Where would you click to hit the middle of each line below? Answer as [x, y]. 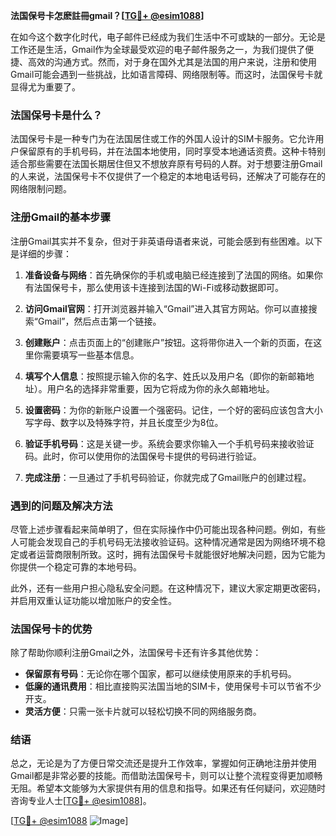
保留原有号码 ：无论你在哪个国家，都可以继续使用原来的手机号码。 [160, 674]
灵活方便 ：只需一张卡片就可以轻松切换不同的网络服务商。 [143, 711]
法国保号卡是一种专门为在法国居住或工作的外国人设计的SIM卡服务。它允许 [163, 139]
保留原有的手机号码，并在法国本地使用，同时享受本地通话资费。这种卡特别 [172, 151]
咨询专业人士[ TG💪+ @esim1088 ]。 [81, 801]
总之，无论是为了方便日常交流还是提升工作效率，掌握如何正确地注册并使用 [163, 763]
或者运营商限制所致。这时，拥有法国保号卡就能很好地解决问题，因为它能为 [172, 554]
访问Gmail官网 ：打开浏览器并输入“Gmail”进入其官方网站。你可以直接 [166, 308]
